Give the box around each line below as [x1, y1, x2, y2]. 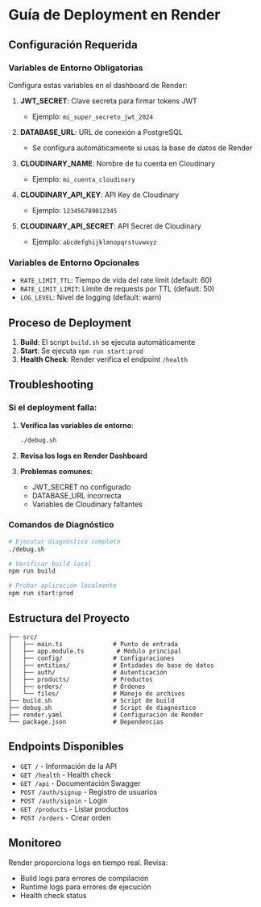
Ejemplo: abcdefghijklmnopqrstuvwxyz [31, 237, 157, 246]
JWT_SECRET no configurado [31, 482, 131, 492]
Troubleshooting [8, 378, 94, 392]
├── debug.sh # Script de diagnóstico [8, 703, 197, 712]
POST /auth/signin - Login [19, 796, 108, 805]
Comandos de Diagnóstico [8, 519, 114, 531]
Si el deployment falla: [8, 402, 97, 414]
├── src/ [8, 632, 38, 641]
